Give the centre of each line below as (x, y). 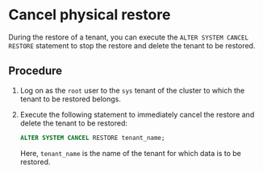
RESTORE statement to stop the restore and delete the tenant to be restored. (132, 45)
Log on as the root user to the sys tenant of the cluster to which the (132, 90)
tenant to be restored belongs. (70, 99)
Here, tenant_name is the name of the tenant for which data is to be (131, 153)
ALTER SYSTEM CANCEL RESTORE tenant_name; (92, 138)
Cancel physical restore (90, 15)
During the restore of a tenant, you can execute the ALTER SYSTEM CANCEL (128, 37)
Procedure (35, 71)
